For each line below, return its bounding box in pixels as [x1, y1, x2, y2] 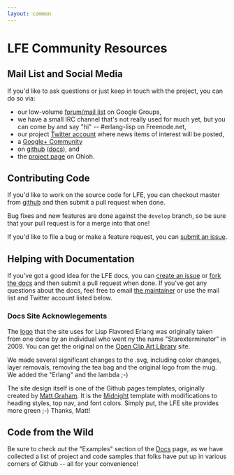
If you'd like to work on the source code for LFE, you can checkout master [7, 191, 220, 199]
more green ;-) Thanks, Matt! [7, 406, 91, 414]
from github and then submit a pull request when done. [7, 198, 166, 207]
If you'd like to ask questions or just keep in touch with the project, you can [7, 87, 224, 95]
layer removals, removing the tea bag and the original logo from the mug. [7, 363, 218, 371]
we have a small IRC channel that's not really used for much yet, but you [17, 115, 226, 123]
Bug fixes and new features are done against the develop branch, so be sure [7, 212, 226, 220]
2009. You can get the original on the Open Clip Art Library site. [7, 342, 191, 350]
